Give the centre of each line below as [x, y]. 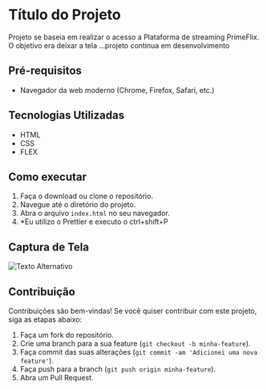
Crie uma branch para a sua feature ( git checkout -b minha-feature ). [135, 343]
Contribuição [42, 292]
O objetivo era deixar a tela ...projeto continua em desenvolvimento [119, 45]
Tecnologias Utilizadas [67, 115]
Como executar [47, 177]
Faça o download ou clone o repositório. [87, 196]
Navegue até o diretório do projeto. [78, 205]
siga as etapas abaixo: [45, 319]
